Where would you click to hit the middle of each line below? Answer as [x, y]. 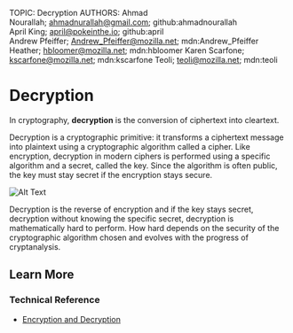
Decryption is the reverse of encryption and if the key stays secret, [131, 209]
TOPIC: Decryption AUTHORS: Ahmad [79, 13]
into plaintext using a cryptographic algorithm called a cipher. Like [130, 146]
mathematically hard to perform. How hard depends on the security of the [144, 228]
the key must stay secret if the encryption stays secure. [111, 174]
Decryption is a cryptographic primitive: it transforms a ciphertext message [146, 137]
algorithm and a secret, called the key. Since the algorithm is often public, [143, 165]
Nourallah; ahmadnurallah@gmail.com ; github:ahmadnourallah [123, 22]
